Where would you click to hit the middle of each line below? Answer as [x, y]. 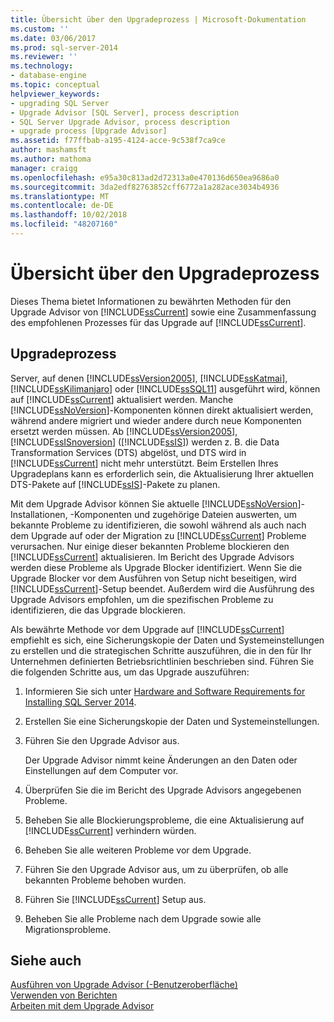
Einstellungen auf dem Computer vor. [101, 770]
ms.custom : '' [40, 29]
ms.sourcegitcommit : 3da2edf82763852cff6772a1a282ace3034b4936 [145, 187]
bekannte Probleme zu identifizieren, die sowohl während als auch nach [158, 525]
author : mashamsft [48, 150]
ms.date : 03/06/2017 [53, 38]
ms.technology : [42, 66]
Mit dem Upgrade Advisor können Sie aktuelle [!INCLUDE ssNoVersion [154, 503]
